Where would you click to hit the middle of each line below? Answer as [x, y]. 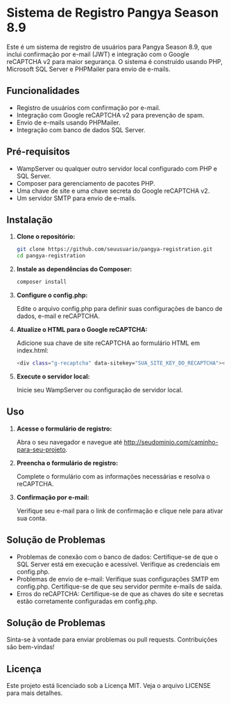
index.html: [33, 350]
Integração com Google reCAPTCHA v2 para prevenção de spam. [110, 115]
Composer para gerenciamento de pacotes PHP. [86, 183]
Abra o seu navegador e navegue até [69, 442]
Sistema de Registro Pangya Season [113, 13]
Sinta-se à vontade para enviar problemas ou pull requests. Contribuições [112, 640]
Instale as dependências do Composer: [74, 269]
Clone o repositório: [46, 237]
